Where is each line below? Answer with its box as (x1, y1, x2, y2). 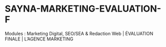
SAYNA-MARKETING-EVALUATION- (5, 3, 161, 15)
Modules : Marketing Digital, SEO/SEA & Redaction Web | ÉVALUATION (5, 30, 154, 36)
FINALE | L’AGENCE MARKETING (5, 36, 74, 42)
